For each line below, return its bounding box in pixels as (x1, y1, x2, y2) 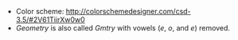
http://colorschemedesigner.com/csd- (65, 7, 191, 16)
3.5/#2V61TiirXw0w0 (15, 15, 85, 24)
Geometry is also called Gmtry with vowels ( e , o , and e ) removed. (15, 24, 231, 32)
